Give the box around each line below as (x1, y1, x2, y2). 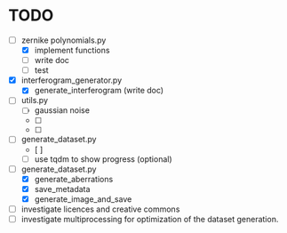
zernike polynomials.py (20, 35, 107, 45)
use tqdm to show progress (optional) (34, 153, 172, 165)
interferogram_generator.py (20, 75, 123, 85)
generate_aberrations (34, 173, 114, 184)
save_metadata (34, 183, 91, 194)
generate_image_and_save (34, 193, 132, 205)
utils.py (20, 95, 49, 106)
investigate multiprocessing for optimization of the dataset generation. (20, 213, 279, 224)
